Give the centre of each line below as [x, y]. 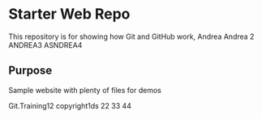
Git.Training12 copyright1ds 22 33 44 [70, 105]
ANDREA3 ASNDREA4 [45, 45]
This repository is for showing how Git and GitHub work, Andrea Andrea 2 [131, 36]
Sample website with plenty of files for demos [85, 90]
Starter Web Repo [69, 14]
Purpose [30, 71]
